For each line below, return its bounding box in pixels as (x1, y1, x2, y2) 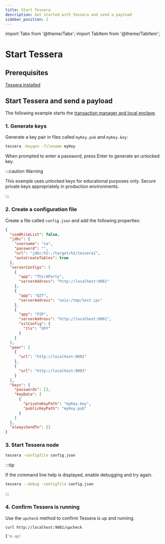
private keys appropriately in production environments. (5, 183, 120, 190)
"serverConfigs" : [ (10, 265, 51, 270)
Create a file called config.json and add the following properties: (5, 217, 141, 223)
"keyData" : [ (14, 392, 42, 397)
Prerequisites (5, 68, 48, 77)
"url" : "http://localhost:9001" (18, 354, 87, 359)
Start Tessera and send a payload (5, 97, 113, 105)
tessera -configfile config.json (5, 453, 76, 458)
